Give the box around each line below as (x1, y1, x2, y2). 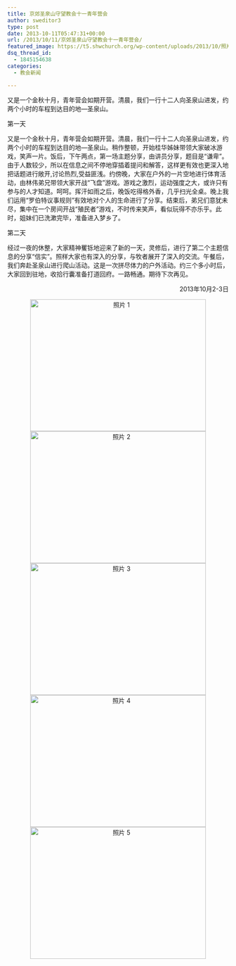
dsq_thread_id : (7, 50, 52, 57)
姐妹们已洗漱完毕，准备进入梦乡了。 (19, 213, 124, 222)
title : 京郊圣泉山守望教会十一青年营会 (7, 10, 108, 18)
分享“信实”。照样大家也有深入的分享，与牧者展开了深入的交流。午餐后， (19, 252, 228, 260)
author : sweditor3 (7, 17, 61, 24)
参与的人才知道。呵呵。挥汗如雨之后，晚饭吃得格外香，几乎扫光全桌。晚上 (7, 187, 223, 196)
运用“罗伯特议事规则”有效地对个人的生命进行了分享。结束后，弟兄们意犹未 (13, 196, 228, 204)
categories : (7, 63, 42, 70)
